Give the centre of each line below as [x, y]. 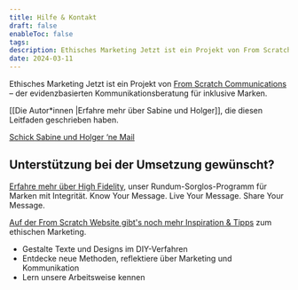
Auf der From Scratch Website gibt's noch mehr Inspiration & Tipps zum [141, 222]
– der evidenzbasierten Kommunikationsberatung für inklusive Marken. [138, 93]
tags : [19, 42]
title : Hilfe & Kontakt [53, 17]
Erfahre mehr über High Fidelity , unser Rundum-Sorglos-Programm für [138, 186]
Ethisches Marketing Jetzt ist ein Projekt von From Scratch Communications [148, 84]
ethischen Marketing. [48, 231]
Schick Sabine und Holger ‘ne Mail [72, 137]
